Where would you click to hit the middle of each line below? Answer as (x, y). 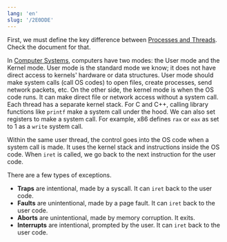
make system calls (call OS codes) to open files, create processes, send (110, 82)
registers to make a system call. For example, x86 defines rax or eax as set (113, 119)
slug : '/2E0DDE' (30, 20)
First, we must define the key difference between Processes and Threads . (112, 39)
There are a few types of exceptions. (59, 175)
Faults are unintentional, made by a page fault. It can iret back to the (116, 203)
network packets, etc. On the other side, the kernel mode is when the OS (110, 90)
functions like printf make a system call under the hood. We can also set (111, 112)
